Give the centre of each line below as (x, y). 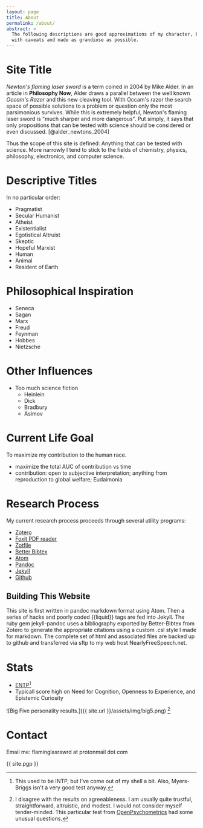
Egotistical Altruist (37, 235)
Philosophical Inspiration (70, 292)
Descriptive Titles (52, 181)
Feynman (26, 334)
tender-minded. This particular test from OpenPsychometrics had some (104, 812)
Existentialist (31, 228)
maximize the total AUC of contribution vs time (73, 466)
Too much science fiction (47, 388)
